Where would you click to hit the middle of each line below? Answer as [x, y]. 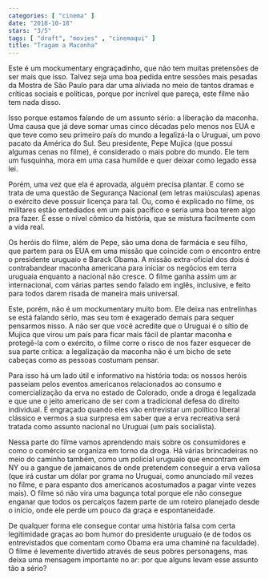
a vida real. [27, 227]
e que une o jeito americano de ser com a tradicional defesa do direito [124, 401]
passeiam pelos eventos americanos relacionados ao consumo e [115, 384]
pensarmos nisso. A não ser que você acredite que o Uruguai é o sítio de [128, 326]
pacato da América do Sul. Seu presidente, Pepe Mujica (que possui [121, 143]
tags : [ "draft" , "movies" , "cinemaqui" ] [82, 38]
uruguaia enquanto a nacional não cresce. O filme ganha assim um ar [122, 276]
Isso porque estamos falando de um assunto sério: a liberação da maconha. [133, 118]
